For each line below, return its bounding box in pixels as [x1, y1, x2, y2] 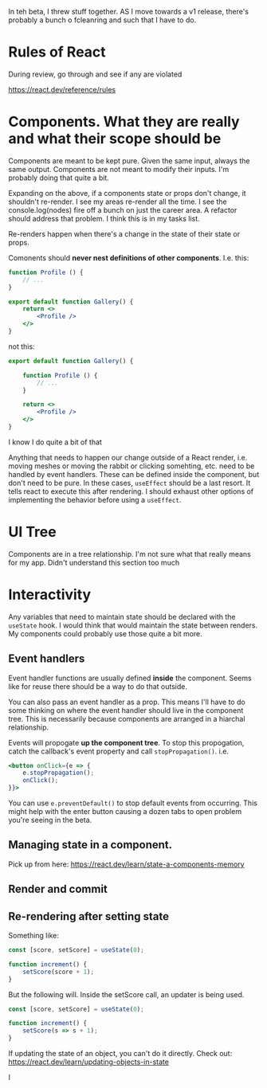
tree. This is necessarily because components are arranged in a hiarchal [8, 714, 245, 723]
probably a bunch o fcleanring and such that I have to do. [8, 15, 197, 25]
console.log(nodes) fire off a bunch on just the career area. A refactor [8, 205, 238, 214]
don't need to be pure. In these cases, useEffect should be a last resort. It [8, 478, 251, 487]
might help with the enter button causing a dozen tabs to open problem [8, 807, 241, 816]
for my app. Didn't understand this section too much [8, 558, 180, 567]
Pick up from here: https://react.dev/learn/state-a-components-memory [8, 859, 245, 869]
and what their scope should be [8, 130, 222, 148]
